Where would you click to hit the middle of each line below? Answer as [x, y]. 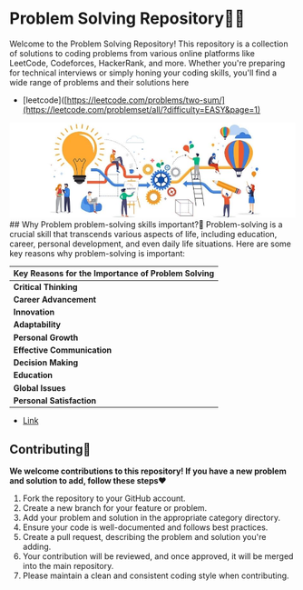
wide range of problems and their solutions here [99, 82]
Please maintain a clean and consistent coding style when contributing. [156, 575]
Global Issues [39, 388]
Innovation [34, 312]
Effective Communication [62, 350]
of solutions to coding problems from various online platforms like [132, 53]
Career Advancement [55, 299]
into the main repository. [68, 566]
